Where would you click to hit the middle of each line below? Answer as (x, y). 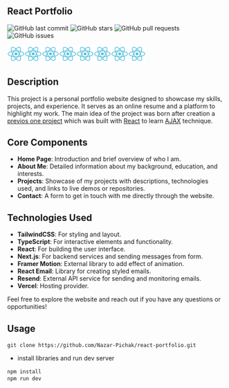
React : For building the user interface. (71, 249)
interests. (30, 174)
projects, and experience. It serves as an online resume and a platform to (111, 106)
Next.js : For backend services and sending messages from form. (110, 256)
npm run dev (24, 379)
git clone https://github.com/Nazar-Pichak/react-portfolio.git (102, 346)
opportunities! (27, 307)
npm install (24, 372)
